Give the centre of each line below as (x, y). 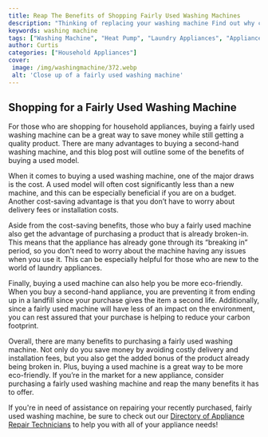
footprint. (24, 326)
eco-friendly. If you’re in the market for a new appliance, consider (116, 375)
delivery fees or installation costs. (64, 210)
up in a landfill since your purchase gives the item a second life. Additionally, (134, 300)
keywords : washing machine (53, 30)
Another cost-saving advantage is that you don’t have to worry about (122, 201)
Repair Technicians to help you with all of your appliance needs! (113, 425)
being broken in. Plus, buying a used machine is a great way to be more (126, 367)
